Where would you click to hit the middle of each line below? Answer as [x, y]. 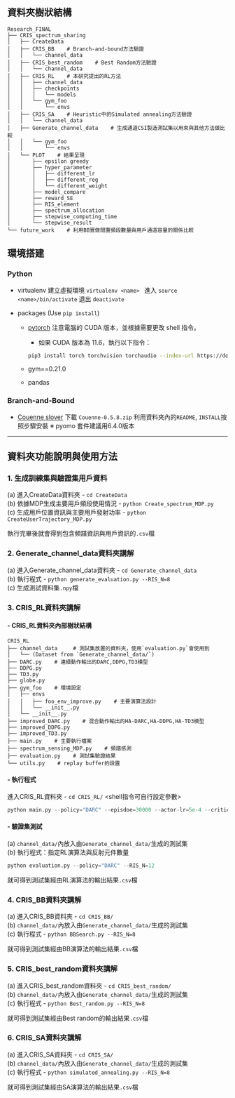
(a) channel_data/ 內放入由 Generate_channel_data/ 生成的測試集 [98, 844]
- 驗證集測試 [25, 826]
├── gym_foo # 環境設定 [44, 688]
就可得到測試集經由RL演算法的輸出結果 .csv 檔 [72, 880]
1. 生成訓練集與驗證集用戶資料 [57, 478]
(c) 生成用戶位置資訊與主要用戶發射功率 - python [77, 512]
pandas [39, 383]
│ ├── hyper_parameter [50, 167]
